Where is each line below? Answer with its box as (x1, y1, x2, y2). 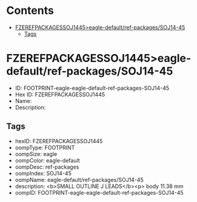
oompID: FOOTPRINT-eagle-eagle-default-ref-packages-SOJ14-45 (15, 189, 184, 196)
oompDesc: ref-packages (15, 163, 79, 170)
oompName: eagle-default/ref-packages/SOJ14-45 (15, 176, 144, 183)
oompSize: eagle (15, 150, 58, 158)
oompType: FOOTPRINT (15, 144, 75, 151)
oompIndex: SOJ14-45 (15, 169, 72, 177)
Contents (6, 4, 55, 18)
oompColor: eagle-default (15, 157, 80, 164)
